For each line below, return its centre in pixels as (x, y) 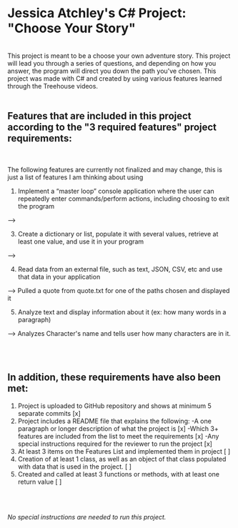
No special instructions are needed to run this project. (87, 517)
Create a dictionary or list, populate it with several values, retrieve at (118, 234)
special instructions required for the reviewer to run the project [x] (115, 444)
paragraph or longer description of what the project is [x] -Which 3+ (118, 428)
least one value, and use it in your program (81, 241)
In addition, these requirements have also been (114, 378)
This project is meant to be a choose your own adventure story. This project (119, 56)
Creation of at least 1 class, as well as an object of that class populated (122, 459)
